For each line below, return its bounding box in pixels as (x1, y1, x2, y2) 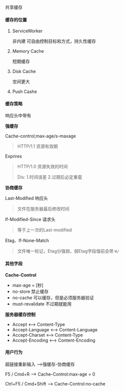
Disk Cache (12, 69, 36, 75)
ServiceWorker (12, 28, 43, 34)
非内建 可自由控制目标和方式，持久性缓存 (12, 38, 96, 44)
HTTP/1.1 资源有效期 (17, 143, 58, 149)
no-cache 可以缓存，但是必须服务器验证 (12, 294, 94, 300)
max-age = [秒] (12, 282, 43, 288)
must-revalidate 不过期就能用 (12, 300, 72, 307)
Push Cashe (12, 89, 37, 95)
